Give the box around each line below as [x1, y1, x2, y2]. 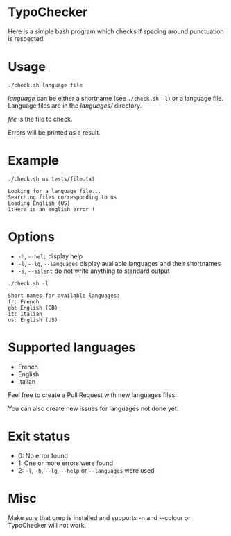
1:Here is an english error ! [8, 206, 96, 212]
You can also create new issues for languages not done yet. [8, 404, 179, 412]
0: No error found [17, 451, 69, 460]
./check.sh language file [8, 81, 83, 89]
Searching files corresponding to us [8, 194, 117, 201]
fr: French [8, 298, 40, 305]
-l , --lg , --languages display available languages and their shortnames [17, 259, 221, 267]
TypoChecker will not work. [8, 521, 86, 529]
